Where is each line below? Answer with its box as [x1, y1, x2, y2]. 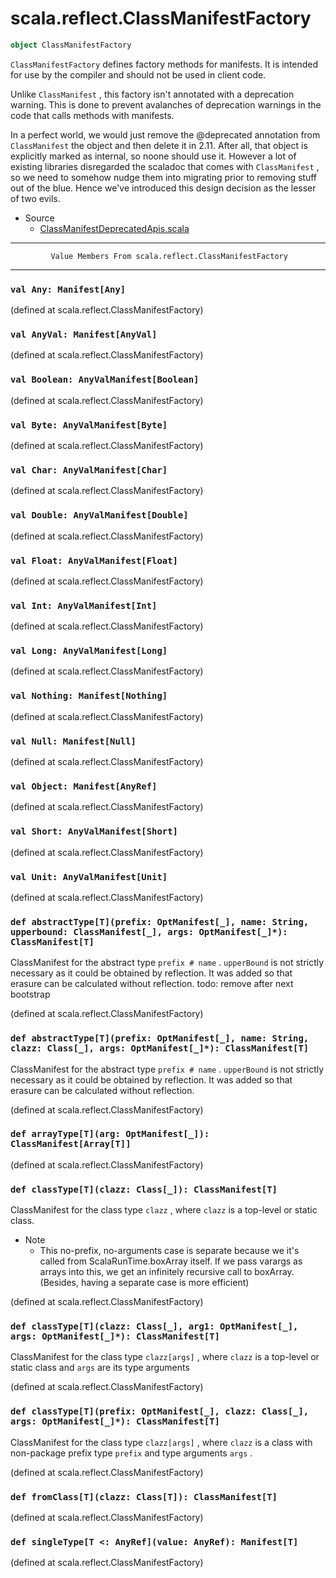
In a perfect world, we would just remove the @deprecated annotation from [10, 128, 321, 141]
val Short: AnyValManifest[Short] [10, 826, 178, 837]
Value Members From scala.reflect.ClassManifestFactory [50, 251, 288, 261]
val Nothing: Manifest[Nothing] [10, 690, 168, 702]
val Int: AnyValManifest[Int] [10, 600, 158, 611]
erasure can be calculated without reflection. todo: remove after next [10, 978, 294, 990]
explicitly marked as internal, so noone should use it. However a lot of [10, 150, 297, 162]
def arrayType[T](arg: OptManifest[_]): [10, 1128, 210, 1140]
